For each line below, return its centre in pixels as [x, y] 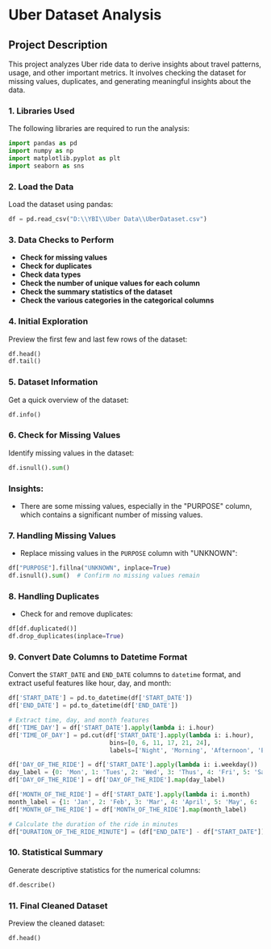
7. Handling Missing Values [62, 536]
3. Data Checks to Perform [61, 239]
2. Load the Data [41, 186]
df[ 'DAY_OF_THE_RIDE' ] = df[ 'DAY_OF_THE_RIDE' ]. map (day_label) [117, 780]
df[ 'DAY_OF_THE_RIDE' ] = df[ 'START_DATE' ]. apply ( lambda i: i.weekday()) [133, 765]
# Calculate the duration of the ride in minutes [94, 824]
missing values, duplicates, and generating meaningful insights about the [130, 81]
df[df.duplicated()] [43, 629]
